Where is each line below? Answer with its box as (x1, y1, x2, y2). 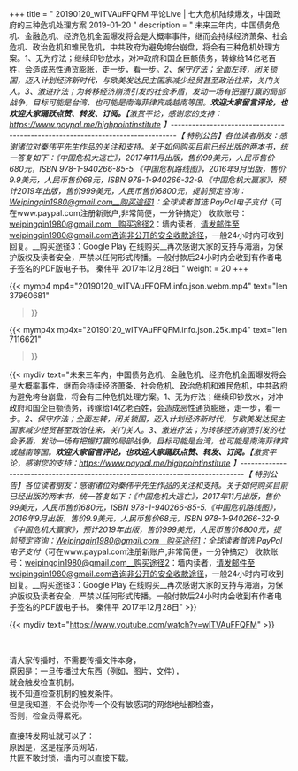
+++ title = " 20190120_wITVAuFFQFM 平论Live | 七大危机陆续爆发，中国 (9, 9, 274, 19)
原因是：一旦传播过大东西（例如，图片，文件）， (9, 666, 184, 676)
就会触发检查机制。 (9, 677, 80, 687)
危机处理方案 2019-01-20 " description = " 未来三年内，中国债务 (39, 19, 273, 30)
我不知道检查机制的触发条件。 (9, 688, 118, 698)
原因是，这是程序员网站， (9, 742, 103, 752)
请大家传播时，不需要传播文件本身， (9, 655, 141, 665)
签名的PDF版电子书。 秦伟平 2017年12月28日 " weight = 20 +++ (16, 263, 249, 274)
